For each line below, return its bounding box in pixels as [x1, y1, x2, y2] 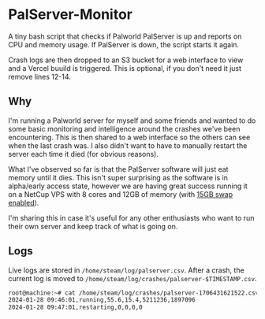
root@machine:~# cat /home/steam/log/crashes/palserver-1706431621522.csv [8, 289, 259, 297]
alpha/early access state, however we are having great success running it [8, 181, 248, 191]
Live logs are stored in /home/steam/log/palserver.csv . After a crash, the [8, 265, 244, 275]
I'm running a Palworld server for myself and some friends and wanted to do [8, 116, 256, 125]
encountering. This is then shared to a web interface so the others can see [8, 132, 251, 142]
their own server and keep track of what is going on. [8, 221, 178, 231]
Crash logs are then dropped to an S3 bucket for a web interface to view [8, 55, 244, 65]
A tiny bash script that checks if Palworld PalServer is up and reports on [8, 32, 242, 41]
